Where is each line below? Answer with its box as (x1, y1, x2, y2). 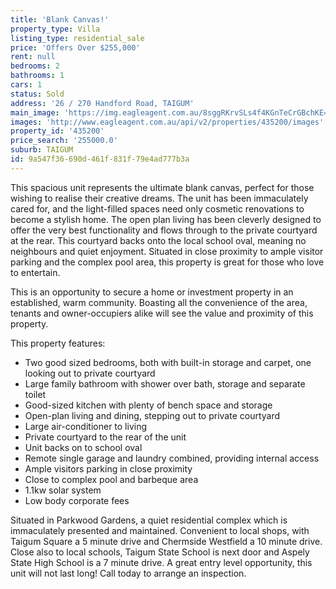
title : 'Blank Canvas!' (10, 14, 110, 25)
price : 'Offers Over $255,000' (10, 42, 141, 53)
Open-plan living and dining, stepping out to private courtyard (24, 409, 281, 421)
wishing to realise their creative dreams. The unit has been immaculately (10, 192, 309, 204)
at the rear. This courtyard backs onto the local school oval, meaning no (10, 234, 307, 246)
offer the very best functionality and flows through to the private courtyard (10, 224, 318, 236)
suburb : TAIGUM (10, 145, 74, 155)
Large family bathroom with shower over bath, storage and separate (24, 377, 306, 390)
